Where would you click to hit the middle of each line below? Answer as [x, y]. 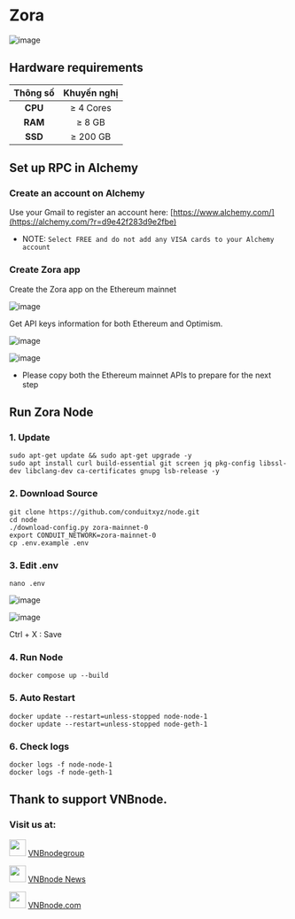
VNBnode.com [54, 905]
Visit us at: [33, 825]
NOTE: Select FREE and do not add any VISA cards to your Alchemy [148, 239]
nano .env [27, 584]
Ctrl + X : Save [35, 635]
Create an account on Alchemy [77, 193]
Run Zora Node [51, 413]
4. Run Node [36, 657]
